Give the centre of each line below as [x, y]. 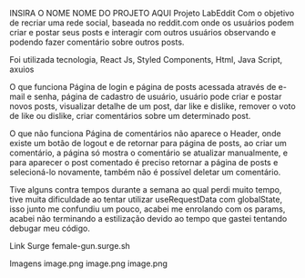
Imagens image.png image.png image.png [89, 263]
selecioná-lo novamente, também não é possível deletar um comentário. [145, 172]
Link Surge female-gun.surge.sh [70, 246]
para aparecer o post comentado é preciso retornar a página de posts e [144, 162]
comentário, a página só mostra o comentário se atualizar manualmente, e [149, 153]
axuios [22, 69]
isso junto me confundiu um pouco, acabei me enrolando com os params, [147, 209]
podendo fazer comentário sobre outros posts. [97, 42]
